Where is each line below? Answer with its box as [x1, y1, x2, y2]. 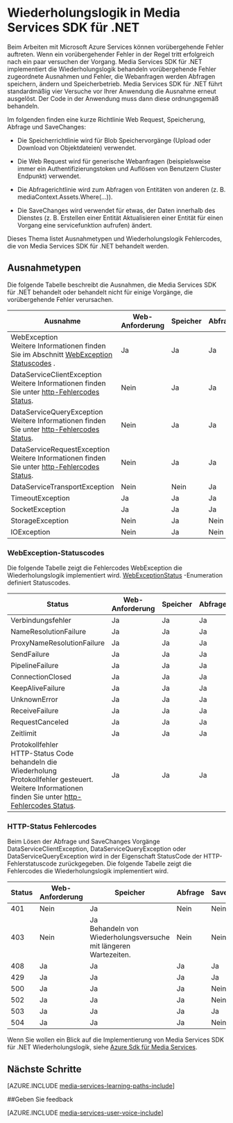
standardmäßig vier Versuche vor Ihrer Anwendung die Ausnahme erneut [7, 87, 216, 95]
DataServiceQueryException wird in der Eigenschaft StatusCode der [7, 852, 202, 861]
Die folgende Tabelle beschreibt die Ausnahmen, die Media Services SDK [7, 280, 217, 289]
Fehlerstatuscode [7, 859, 58, 868]
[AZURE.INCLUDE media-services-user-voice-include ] [7, 1108, 164, 1117]
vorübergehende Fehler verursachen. [7, 295, 114, 303]
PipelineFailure [10, 661, 59, 671]
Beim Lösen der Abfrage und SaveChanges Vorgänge [7, 837, 161, 846]
